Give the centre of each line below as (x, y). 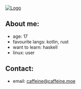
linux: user (23, 52)
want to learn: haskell (35, 47)
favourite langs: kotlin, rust (40, 41)
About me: (22, 24)
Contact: (20, 69)
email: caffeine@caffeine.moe (44, 81)
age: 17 (20, 36)
